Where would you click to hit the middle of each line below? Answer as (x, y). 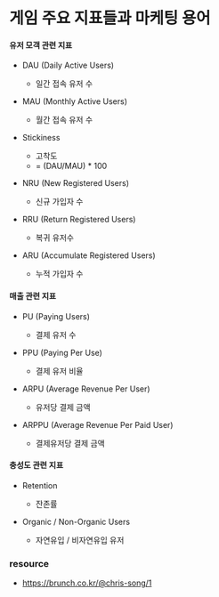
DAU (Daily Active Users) (68, 65)
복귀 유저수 (54, 238)
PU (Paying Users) (56, 316)
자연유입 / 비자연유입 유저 (80, 540)
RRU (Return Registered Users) (79, 220)
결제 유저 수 (56, 335)
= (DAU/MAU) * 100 (71, 166)
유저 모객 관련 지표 (41, 44)
